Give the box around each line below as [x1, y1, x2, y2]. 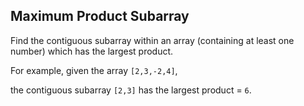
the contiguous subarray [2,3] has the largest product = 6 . [10, 84, 252, 96]
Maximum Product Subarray [10, 8, 190, 25]
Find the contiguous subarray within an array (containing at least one [10, 34, 295, 46]
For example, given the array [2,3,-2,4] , [10, 64, 178, 76]
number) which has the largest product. [10, 45, 174, 57]
